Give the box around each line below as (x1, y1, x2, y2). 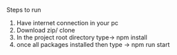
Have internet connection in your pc (16, 19, 118, 26)
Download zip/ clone (16, 26, 75, 34)
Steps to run (6, 6, 42, 14)
